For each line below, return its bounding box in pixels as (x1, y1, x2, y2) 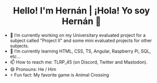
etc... (9, 53, 21, 59)
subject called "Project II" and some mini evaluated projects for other (9, 37, 152, 43)
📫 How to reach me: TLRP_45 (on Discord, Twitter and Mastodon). (9, 59, 147, 65)
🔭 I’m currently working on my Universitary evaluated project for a (9, 32, 146, 38)
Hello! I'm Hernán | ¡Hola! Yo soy (13, 5, 150, 16)
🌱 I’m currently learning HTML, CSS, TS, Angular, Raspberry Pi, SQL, (9, 48, 151, 54)
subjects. (9, 42, 29, 48)
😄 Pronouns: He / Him (9, 66, 56, 72)
